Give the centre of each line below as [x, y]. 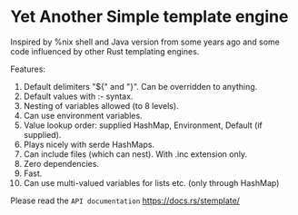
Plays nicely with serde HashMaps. [89, 144]
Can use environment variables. [83, 115]
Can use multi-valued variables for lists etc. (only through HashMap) [151, 182]
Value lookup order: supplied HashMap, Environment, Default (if [143, 125]
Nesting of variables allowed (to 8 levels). [101, 105]
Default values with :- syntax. [78, 96]
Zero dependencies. [61, 163]
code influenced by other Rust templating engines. [105, 51]
